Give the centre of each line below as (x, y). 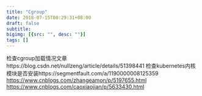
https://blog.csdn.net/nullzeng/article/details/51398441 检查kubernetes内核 (101, 66)
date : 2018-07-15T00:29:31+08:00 (49, 18)
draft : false (23, 23)
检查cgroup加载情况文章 (37, 58)
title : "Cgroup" (27, 12)
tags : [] (17, 40)
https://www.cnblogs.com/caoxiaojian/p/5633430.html (75, 87)
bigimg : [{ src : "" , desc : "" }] (46, 35)
